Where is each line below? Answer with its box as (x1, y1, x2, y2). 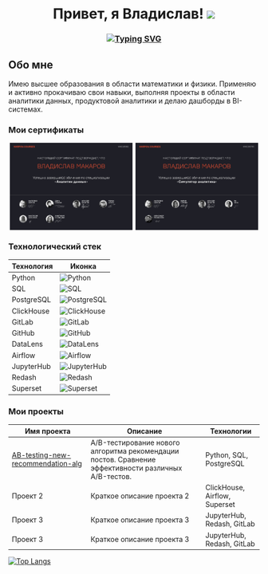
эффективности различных (90, 463, 183, 473)
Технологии (210, 426, 252, 435)
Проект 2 (11, 491, 44, 501)
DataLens (11, 340, 44, 349)
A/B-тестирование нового (90, 438, 180, 447)
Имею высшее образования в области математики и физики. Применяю (8, 79, 257, 88)
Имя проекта (25, 426, 71, 435)
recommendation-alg (11, 459, 82, 469)
